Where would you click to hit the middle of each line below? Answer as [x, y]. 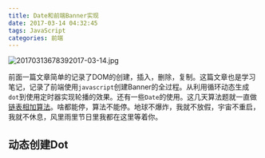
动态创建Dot [38, 144]
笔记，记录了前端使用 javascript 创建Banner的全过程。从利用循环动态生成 [129, 87]
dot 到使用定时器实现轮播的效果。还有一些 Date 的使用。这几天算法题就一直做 [133, 97]
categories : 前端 [36, 38]
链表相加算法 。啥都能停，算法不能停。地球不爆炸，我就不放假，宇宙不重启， [134, 107]
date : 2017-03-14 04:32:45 [53, 23]
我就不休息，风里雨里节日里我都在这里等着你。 [85, 117]
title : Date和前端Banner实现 [54, 16]
